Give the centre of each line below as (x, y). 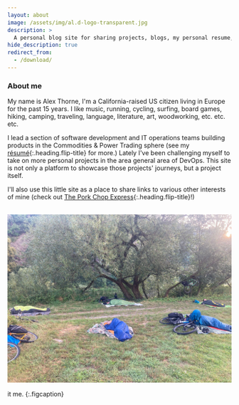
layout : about (28, 15)
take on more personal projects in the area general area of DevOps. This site (119, 161)
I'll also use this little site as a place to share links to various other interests (117, 189)
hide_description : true (43, 45)
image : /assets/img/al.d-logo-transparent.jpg (78, 22)
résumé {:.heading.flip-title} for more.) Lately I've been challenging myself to (119, 153)
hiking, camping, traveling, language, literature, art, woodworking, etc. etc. (116, 117)
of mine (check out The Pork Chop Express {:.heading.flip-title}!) (101, 197)
